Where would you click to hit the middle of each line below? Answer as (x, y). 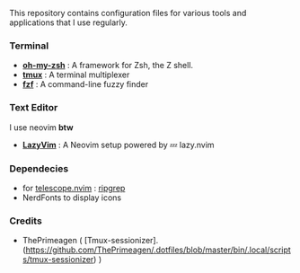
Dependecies (39, 168)
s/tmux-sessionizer (58, 260)
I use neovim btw (41, 127)
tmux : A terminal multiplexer (76, 75)
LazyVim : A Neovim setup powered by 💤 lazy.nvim (118, 145)
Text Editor (34, 108)
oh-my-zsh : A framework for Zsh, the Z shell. (108, 66)
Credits (26, 221)
